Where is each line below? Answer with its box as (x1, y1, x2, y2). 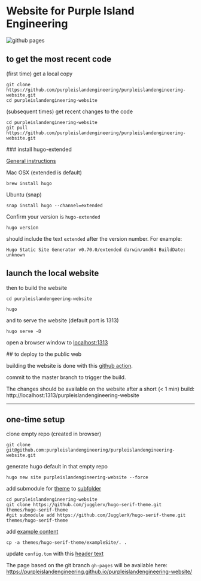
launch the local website (6, 268, 99, 279)
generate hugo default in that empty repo (6, 463, 108, 470)
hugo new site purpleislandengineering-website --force (6, 474, 148, 480)
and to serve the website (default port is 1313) (6, 316, 119, 324)
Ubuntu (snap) (6, 190, 42, 198)
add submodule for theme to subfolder (6, 485, 102, 492)
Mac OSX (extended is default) (6, 169, 83, 176)
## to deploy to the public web (6, 350, 82, 358)
